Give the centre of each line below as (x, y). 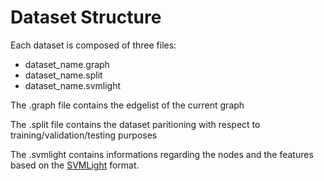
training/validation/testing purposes (84, 135)
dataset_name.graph (67, 64)
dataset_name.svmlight (73, 85)
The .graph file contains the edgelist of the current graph (127, 105)
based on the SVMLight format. (75, 165)
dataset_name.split (63, 75)
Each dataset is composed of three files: (93, 45)
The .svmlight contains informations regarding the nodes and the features (162, 154)
